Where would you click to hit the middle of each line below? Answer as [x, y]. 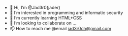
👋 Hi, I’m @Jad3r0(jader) [35, 8]
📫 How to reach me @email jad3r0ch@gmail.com [61, 28]
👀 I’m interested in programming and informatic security [66, 13]
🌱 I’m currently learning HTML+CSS [46, 18]
